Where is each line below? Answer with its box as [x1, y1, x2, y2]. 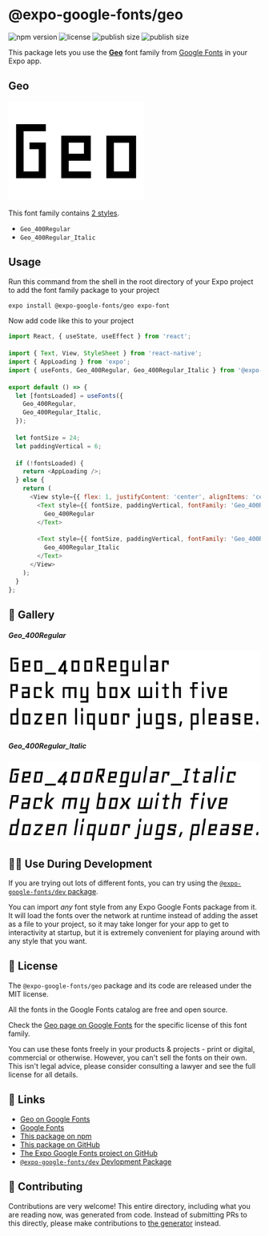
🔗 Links [8, 1093, 46, 1106]
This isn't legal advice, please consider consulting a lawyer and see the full [8, 1061, 256, 1070]
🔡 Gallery [8, 608, 55, 621]
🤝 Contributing [8, 1180, 83, 1194]
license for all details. [8, 1069, 78, 1079]
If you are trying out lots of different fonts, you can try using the [8, 878, 219, 888]
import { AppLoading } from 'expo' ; [8, 358, 130, 366]
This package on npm [19, 1131, 92, 1141]
